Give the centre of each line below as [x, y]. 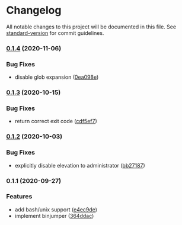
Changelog [34, 10]
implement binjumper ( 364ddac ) [54, 216]
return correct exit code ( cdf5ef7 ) [56, 121]
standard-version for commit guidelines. [55, 33]
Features [19, 197]
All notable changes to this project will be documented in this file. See [91, 27]
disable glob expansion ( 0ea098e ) [57, 77]
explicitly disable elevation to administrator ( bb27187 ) [80, 165]
